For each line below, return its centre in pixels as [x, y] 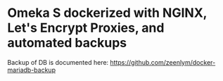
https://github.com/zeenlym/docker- [163, 62]
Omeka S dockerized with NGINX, [107, 13]
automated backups [67, 43]
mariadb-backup [32, 70]
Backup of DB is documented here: [58, 62]
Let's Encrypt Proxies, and [86, 28]
